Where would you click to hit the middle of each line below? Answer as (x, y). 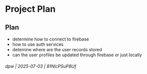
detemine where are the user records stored (57, 50)
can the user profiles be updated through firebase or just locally (77, 55)
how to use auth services (38, 44)
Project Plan (30, 9)
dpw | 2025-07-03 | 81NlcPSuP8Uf (41, 66)
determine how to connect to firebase (51, 39)
